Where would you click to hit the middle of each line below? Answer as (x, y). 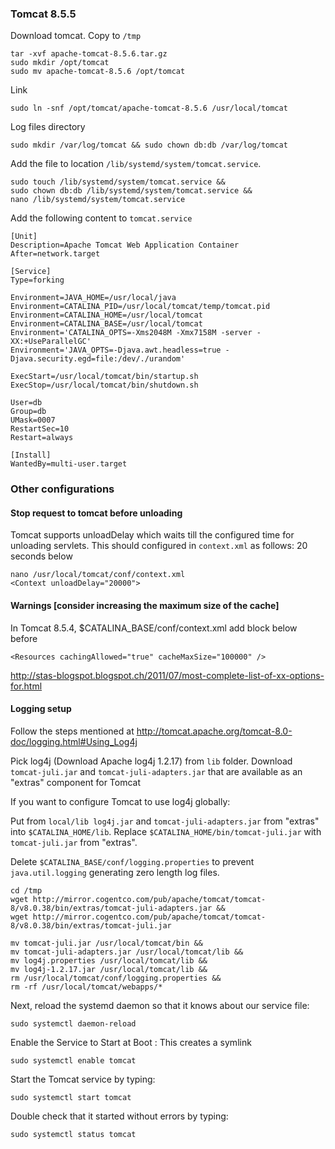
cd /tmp (26, 890)
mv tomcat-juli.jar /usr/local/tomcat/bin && (106, 943)
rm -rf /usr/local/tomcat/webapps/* (86, 987)
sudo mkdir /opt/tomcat (60, 63)
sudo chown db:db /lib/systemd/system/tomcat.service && (131, 191)
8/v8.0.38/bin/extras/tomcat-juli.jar (91, 925)
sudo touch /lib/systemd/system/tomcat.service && (118, 182)
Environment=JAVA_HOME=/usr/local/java (93, 298)
